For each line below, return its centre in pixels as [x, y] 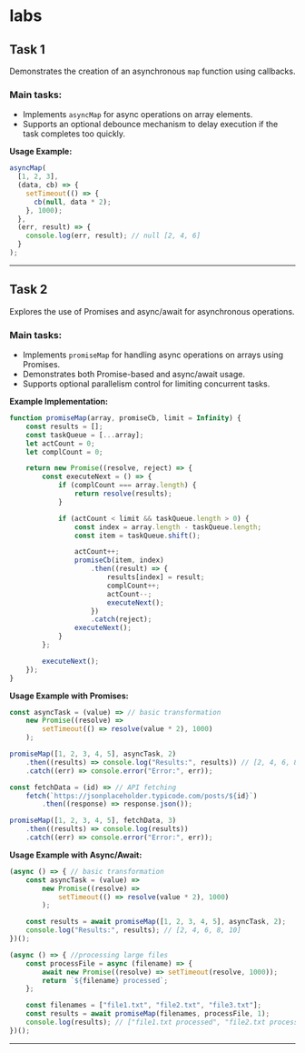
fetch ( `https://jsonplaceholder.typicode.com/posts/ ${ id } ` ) [142, 796]
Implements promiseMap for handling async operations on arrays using [153, 355]
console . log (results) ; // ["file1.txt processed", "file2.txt [146, 1023]
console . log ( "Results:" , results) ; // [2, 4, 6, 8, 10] [134, 930]
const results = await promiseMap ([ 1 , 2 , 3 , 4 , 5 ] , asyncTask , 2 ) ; [156, 922]
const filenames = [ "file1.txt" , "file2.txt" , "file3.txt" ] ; [143, 1006]
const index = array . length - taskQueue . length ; [167, 527]
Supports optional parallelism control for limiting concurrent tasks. [146, 384]
